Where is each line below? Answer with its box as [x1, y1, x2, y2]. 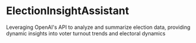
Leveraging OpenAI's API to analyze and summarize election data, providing [6, 24, 191, 31]
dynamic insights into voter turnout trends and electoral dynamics [6, 29, 166, 37]
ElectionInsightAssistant [6, 4, 129, 18]
